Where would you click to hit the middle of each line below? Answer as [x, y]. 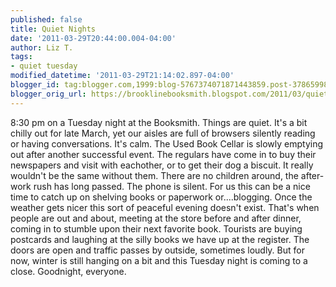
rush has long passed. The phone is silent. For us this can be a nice [172, 186]
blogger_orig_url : [48, 94]
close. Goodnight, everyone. [68, 271]
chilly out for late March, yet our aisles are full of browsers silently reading [163, 133]
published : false [46, 19]
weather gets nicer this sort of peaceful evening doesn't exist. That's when [165, 207]
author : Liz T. [42, 47]
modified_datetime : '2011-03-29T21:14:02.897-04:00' [122, 76]
